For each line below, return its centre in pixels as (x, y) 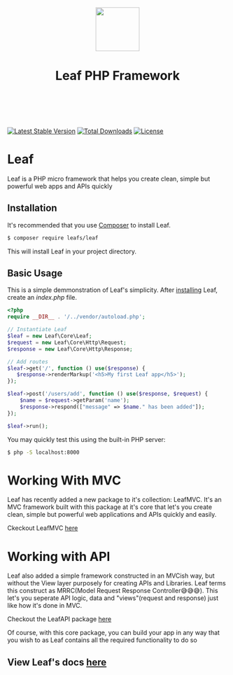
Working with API (59, 556)
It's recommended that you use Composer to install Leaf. (89, 225)
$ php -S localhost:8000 (43, 452)
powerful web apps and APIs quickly (60, 186)
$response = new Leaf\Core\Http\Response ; (70, 349)
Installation (32, 208)
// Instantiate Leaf (37, 330)
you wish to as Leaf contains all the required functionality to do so (102, 640)
